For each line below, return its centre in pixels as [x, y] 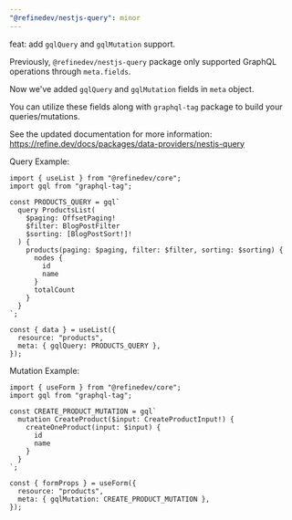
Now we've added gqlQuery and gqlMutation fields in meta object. [132, 88]
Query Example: [40, 161]
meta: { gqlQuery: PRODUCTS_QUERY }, [89, 346]
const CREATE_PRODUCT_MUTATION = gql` [83, 411]
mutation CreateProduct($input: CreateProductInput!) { [126, 419]
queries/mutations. [45, 116]
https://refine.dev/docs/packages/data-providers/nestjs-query [127, 143]
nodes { [48, 258]
